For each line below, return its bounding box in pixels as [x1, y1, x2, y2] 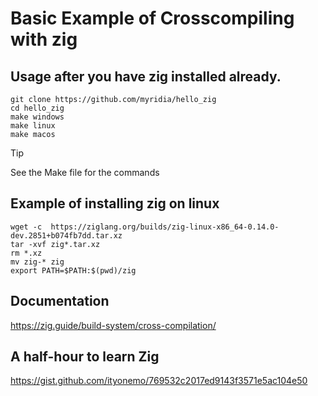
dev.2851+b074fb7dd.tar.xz [10, 230, 123, 241]
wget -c [10, 222, 43, 232]
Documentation [10, 293, 110, 310]
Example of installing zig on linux [10, 195, 220, 212]
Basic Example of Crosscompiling [10, 7, 295, 30]
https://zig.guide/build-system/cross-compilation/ [10, 319, 217, 331]
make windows [10, 112, 65, 122]
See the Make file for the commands [10, 167, 160, 178]
